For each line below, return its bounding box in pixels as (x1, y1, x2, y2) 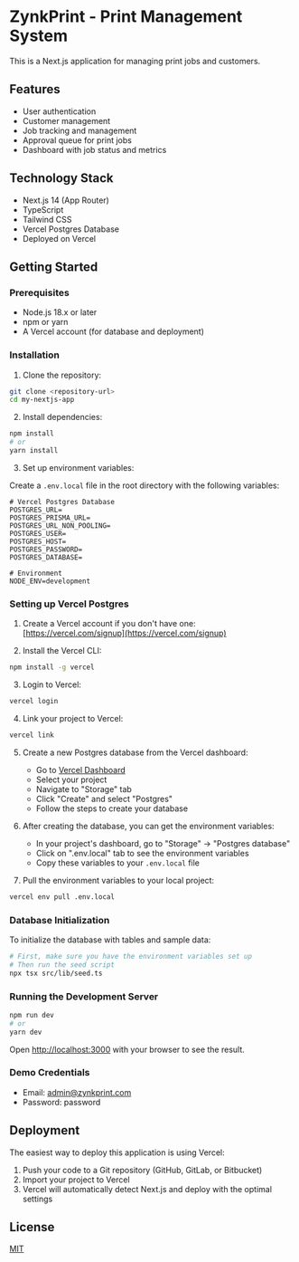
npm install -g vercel (9, 663, 95, 672)
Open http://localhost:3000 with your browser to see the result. (9, 1044, 246, 1055)
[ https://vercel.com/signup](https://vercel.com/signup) (22, 627, 228, 639)
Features (9, 81, 61, 97)
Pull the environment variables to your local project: (22, 875, 215, 885)
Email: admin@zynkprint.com (22, 1086, 132, 1097)
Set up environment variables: (22, 462, 135, 473)
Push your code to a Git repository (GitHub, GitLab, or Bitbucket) (22, 1164, 263, 1175)
